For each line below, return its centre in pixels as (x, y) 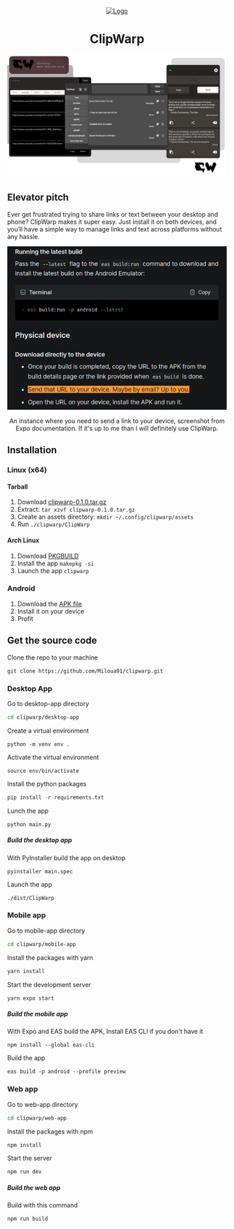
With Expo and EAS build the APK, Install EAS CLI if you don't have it (105, 1032)
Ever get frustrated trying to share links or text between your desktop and (113, 214)
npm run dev (24, 1172)
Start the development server (49, 984)
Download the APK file (49, 604)
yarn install (26, 971)
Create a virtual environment (48, 731)
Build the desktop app (40, 840)
